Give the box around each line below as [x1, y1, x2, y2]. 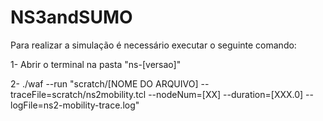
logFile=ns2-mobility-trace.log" [10, 99, 140, 111]
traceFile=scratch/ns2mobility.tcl [10, 88, 147, 100]
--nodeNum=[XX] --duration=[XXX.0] [148, 88, 304, 100]
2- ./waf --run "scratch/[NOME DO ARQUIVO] [10, 77, 199, 90]
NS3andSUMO [10, 6, 133, 29]
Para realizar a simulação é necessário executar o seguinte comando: [10, 39, 297, 51]
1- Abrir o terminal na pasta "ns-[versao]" [10, 58, 182, 70]
